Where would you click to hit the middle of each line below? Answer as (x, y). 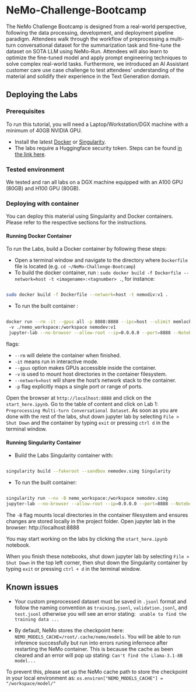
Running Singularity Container (44, 442)
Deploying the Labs (42, 95)
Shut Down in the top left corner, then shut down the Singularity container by (97, 563)
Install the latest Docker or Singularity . (60, 142)
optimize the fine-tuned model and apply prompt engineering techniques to (97, 57)
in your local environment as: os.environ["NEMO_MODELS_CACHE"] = (85, 678)
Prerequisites (25, 111)
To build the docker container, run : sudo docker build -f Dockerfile (98, 272)
